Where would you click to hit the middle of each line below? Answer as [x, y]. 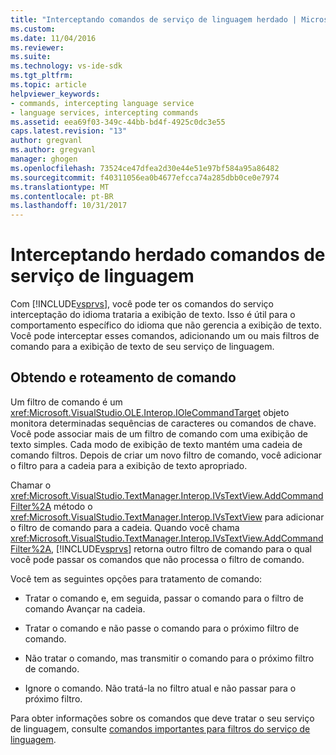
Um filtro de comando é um [66, 402]
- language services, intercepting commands [104, 112]
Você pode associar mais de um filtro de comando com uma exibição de [159, 433]
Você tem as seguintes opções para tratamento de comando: [136, 578]
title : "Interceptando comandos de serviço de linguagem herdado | [154, 19]
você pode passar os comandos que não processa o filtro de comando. [157, 559]
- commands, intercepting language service [102, 103]
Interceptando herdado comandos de [168, 255]
